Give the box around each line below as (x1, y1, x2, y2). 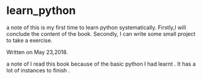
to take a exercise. (6, 36, 53, 44)
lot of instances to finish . (6, 66, 70, 74)
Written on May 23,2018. (6, 48, 69, 55)
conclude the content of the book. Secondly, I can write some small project (6, 30, 196, 37)
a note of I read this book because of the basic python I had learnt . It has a (6, 60, 196, 67)
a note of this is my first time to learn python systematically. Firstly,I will (6, 24, 187, 31)
